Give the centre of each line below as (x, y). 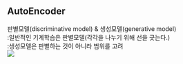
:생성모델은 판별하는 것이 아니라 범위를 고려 (65, 46)
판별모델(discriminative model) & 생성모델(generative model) (92, 29)
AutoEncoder (36, 11)
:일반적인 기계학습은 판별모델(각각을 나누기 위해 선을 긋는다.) (89, 37)
